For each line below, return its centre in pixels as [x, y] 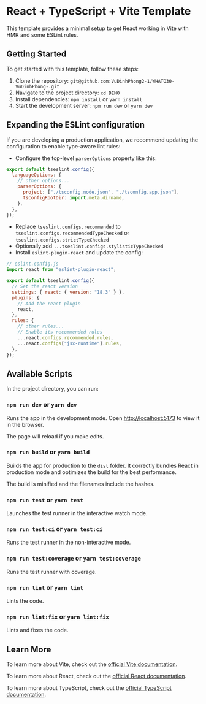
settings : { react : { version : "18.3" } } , [68, 292]
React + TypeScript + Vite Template [99, 11]
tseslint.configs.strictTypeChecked [62, 240]
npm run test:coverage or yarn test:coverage [74, 558]
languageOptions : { [37, 175]
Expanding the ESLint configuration [76, 125]
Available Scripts [39, 374]
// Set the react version [45, 286]
